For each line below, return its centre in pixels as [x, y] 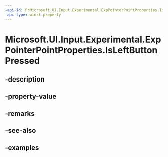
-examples [22, 148]
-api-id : [14, 10]
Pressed [22, 61]
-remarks [20, 113]
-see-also [20, 131]
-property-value [31, 96]
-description [25, 79]
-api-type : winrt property [33, 15]
